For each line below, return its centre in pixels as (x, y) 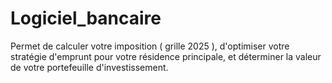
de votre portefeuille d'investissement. (89, 67)
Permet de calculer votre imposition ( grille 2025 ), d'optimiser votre (150, 46)
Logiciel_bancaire (86, 18)
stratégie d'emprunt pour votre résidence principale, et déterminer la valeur (166, 56)
